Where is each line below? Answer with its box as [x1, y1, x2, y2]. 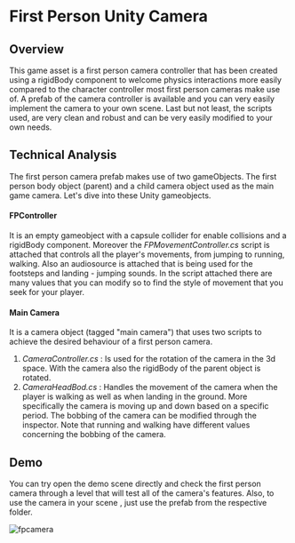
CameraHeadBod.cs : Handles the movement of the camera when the [21, 382, 278, 393]
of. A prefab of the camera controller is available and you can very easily [9, 93, 275, 104]
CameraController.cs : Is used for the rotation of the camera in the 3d [21, 354, 276, 364]
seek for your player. [9, 287, 84, 298]
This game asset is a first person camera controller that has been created [9, 65, 278, 76]
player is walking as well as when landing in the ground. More [21, 391, 248, 402]
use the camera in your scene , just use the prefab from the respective [9, 498, 267, 508]
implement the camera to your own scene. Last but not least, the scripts [9, 103, 273, 113]
